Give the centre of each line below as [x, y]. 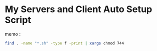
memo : [13, 34]
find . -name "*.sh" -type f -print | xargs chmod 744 [64, 43]
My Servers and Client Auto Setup [78, 9]
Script [18, 20]
